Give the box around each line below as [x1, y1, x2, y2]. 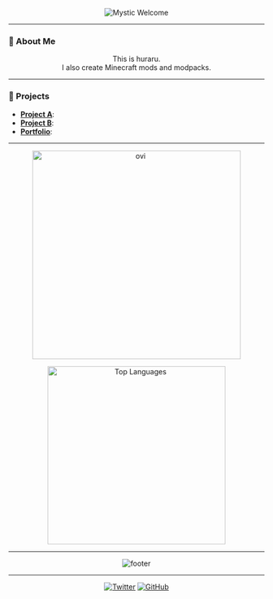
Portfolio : [19, 126, 53, 136]
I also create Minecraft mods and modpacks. [62, 63, 211, 72]
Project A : [19, 109, 55, 119]
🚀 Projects [8, 90, 50, 102]
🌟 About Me [8, 35, 56, 46]
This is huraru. [112, 54, 161, 64]
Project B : [19, 118, 54, 128]
